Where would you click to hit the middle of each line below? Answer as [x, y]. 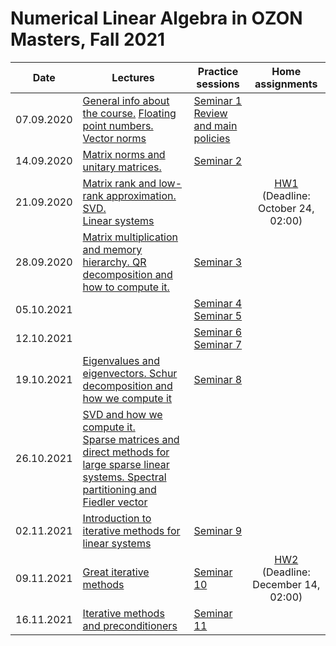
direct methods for [126, 452]
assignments [286, 84]
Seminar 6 [218, 332]
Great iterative [116, 572]
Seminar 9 [218, 530]
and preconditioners [130, 625]
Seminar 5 [218, 315]
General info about [126, 100]
